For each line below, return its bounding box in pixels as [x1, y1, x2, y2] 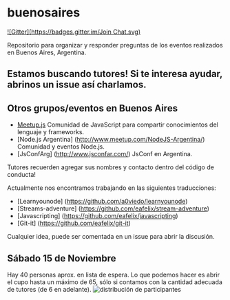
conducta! [7, 171, 36, 179]
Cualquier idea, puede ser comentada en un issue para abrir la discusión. [7, 233, 215, 241]
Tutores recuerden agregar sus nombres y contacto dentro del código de [7, 163, 215, 171]
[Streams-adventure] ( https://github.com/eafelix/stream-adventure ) [17, 204, 210, 213]
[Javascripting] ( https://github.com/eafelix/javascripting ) [17, 212, 178, 220]
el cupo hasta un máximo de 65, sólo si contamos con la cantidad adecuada [7, 277, 222, 286]
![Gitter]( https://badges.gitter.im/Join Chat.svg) [7, 28, 141, 36]
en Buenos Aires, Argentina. [7, 48, 87, 56]
